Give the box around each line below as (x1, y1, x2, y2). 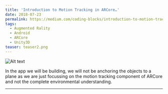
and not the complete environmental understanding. (5, 78, 112, 84)
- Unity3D (9, 40, 30, 45)
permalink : (5, 16, 28, 21)
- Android (9, 30, 30, 35)
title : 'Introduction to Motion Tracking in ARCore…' (5, 7, 120, 12)
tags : (5, 21, 16, 26)
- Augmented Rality (9, 26, 50, 31)
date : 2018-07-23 (5, 12, 41, 17)
